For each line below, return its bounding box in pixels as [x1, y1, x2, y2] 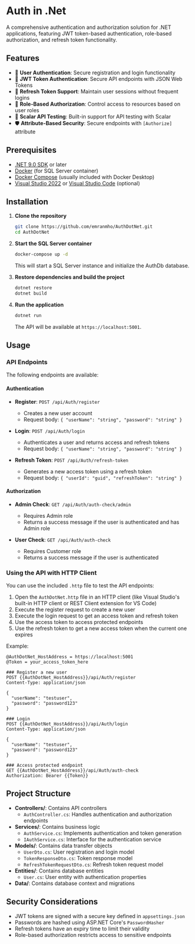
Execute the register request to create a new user [14, 606, 135, 613]
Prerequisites [6, 145, 57, 155]
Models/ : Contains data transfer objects [14, 842, 112, 849]
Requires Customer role [23, 547, 82, 554]
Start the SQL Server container [14, 240, 92, 247]
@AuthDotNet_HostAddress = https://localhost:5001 [6, 654, 134, 660]
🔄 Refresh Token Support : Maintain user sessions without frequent [14, 87, 178, 95]
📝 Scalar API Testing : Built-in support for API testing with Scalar [14, 113, 171, 120]
